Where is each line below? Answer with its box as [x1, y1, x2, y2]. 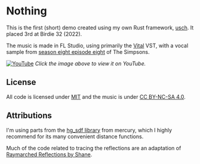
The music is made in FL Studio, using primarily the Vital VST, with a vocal [6, 42, 189, 49]
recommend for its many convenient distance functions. [6, 133, 144, 140]
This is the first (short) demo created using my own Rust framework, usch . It [6, 24, 194, 31]
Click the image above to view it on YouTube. [35, 60, 146, 67]
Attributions [6, 111, 53, 121]
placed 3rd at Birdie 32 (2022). [6, 30, 82, 37]
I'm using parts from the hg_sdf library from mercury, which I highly [6, 126, 172, 133]
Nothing [6, 4, 47, 18]
